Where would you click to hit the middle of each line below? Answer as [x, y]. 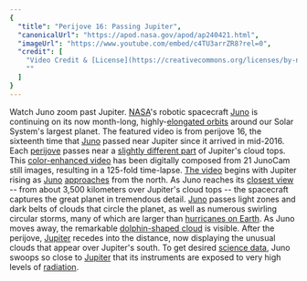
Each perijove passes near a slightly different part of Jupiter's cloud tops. [148, 151]
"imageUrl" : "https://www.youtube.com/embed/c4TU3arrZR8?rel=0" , [145, 43]
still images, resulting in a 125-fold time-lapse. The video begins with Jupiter [153, 170]
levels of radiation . [44, 266]
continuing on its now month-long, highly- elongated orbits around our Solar [152, 121]
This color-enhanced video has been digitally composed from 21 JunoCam [150, 160]
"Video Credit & [57, 60]
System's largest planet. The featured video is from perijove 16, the [136, 131]
